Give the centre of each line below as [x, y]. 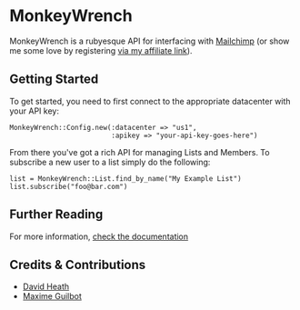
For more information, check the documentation [99, 236]
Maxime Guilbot [52, 296]
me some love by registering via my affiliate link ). [101, 50]
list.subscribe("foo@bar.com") [69, 186]
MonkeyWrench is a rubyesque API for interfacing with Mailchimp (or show [150, 41]
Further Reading [56, 215]
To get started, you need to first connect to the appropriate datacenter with [150, 101]
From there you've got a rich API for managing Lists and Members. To [140, 152]
